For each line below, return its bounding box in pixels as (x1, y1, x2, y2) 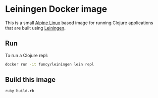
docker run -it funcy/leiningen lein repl (5, 62, 94, 67)
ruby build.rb (5, 89, 35, 94)
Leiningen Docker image (5, 3, 107, 15)
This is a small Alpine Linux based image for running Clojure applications (5, 20, 154, 26)
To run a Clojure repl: (5, 52, 48, 58)
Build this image (5, 75, 56, 84)
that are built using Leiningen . (5, 25, 66, 31)
